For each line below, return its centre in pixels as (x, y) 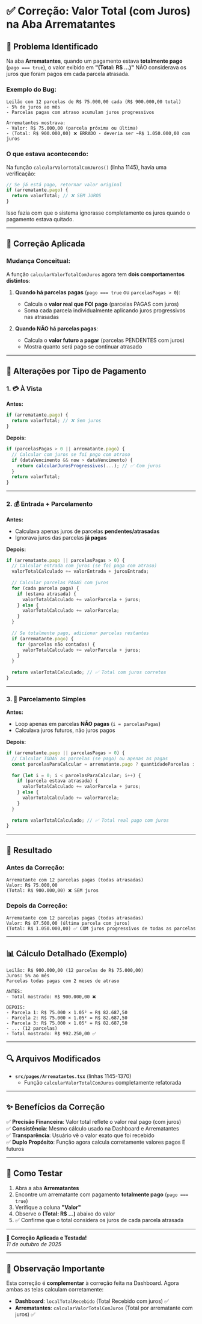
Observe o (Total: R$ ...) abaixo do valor (65, 1214)
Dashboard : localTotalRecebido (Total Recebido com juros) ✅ (92, 1301)
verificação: (21, 174)
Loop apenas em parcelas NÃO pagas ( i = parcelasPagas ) (88, 724)
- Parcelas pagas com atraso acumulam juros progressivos (80, 113)
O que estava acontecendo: (47, 154)
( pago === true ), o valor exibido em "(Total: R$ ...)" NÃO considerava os (96, 67)
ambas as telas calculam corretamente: (55, 1290)
